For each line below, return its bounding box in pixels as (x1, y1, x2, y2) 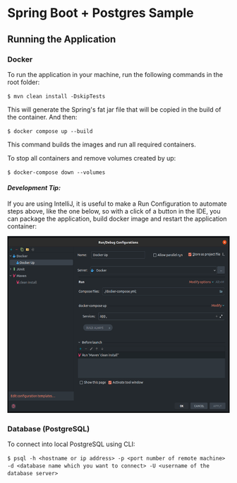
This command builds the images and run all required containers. (7, 140, 196, 149)
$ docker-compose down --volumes (7, 168, 106, 176)
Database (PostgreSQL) (7, 424, 90, 433)
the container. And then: (7, 112, 78, 121)
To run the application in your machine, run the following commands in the (7, 70, 224, 78)
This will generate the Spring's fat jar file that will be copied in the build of (7, 105, 221, 114)
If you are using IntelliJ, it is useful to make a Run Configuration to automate (7, 199, 227, 208)
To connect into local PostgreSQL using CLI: (7, 440, 135, 448)
